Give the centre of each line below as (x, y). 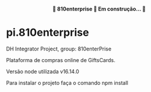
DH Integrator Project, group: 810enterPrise (59, 49)
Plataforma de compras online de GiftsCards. (61, 60)
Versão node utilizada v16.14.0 (43, 71)
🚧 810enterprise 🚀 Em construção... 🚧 (99, 9)
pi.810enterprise (48, 32)
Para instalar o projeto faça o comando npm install (67, 83)
